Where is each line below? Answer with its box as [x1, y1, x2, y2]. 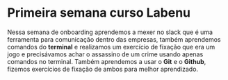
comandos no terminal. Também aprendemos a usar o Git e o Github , [7, 57, 206, 65]
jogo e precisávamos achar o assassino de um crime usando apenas [7, 50, 204, 58]
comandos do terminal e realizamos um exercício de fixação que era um [7, 42, 215, 51]
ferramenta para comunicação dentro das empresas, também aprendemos [7, 35, 221, 43]
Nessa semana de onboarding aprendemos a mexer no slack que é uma [7, 28, 213, 36]
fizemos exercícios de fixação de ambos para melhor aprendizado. [7, 65, 199, 73]
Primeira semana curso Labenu [7, 5, 191, 21]
